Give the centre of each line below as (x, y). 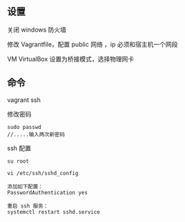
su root (18, 161)
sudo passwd (24, 127)
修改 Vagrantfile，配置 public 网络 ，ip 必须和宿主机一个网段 (92, 44)
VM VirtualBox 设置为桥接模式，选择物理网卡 (71, 59)
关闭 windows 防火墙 (37, 30)
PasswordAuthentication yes (48, 192)
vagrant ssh (24, 100)
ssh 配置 (19, 148)
